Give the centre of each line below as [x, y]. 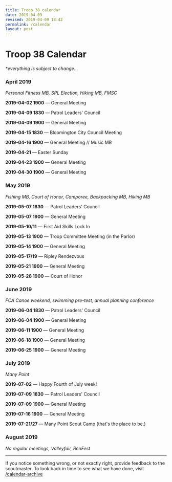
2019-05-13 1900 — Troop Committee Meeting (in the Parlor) [70, 236]
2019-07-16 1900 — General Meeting [45, 414]
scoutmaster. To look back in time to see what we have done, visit [75, 468]
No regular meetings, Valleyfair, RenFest [48, 448]
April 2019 [18, 81]
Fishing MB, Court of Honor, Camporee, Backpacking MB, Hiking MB [78, 196]
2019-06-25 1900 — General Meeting [46, 350]
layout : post [19, 29]
